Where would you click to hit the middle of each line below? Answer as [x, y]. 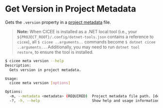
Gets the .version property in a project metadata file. [58, 22]
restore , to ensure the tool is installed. [55, 52]
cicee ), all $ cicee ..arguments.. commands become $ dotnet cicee [86, 41]
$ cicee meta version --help [34, 61]
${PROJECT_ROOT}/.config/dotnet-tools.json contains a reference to [85, 37]
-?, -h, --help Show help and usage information [84, 101]
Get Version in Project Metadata [71, 9]
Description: [18, 65]
